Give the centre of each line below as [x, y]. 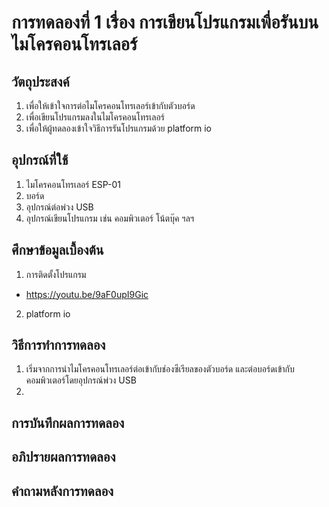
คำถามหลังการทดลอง [62, 491]
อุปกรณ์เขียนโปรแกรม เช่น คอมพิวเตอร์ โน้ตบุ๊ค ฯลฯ [110, 218]
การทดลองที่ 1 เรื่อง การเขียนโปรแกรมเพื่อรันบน [165, 22]
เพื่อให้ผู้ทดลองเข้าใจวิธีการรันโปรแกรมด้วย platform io [119, 128]
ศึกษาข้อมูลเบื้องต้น [57, 250]
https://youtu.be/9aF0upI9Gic [87, 294]
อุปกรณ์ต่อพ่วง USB [59, 207]
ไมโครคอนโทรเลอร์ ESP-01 [73, 184]
